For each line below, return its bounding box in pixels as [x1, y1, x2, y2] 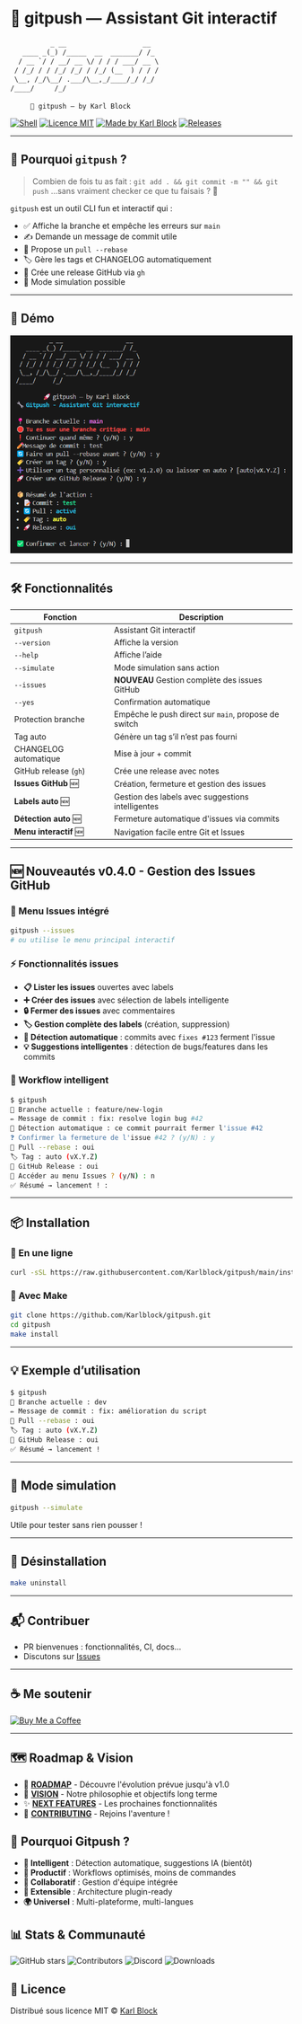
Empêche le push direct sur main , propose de [114, 709, 280, 720]
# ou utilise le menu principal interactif [10, 936, 176, 945]
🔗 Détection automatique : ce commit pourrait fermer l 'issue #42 [10, 1124, 263, 1133]
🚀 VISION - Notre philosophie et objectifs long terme [22, 1788, 218, 1799]
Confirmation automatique [114, 696, 211, 708]
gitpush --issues [10, 926, 75, 935]
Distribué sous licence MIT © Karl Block [10, 2005, 158, 2016]
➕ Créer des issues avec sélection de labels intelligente [22, 994, 229, 1005]
